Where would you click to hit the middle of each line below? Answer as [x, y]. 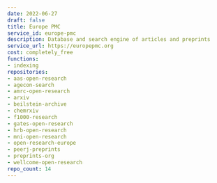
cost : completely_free [40, 53]
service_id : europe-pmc [42, 33]
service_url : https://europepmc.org [60, 46]
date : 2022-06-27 [32, 14]
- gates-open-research [40, 124]
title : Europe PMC [34, 26]
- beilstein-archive [37, 104]
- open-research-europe [42, 143]
